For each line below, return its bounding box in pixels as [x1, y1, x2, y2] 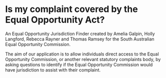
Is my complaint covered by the [5, 3, 138, 15]
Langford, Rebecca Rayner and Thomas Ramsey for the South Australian [5, 36, 154, 42]
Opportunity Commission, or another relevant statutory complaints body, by [5, 56, 161, 62]
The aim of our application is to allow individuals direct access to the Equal [5, 51, 159, 57]
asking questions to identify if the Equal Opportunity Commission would [5, 61, 153, 67]
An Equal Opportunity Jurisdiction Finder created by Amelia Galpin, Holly [5, 30, 155, 36]
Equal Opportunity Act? [5, 14, 105, 25]
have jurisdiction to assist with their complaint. [5, 66, 101, 73]
